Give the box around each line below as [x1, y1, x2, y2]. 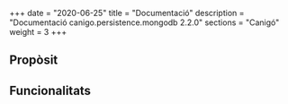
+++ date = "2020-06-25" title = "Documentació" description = [9, 8, 245, 18]
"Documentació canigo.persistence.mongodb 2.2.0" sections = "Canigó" [9, 17, 280, 28]
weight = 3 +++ [9, 27, 67, 37]
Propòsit [9, 53, 58, 68]
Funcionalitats [9, 82, 92, 98]
